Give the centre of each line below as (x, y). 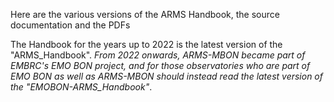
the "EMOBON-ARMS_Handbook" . (81, 87)
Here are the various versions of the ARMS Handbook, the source (145, 14)
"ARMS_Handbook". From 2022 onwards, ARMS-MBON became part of (158, 55)
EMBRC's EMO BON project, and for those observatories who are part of (160, 65)
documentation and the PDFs (70, 25)
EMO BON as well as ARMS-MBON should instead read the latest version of (166, 76)
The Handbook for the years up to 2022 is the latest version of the (146, 44)
